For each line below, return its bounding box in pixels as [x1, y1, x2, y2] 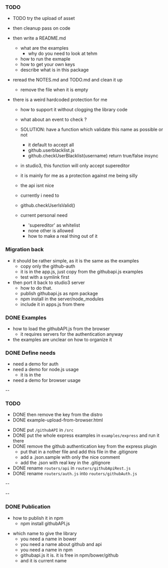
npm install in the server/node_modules [20, 296, 104, 302]
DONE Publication [5, 503, 51, 511]
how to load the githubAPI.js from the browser [12, 326, 110, 332]
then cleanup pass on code [12, 25, 71, 31]
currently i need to [20, 192, 59, 198]
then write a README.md [12, 35, 66, 42]
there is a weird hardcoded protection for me [12, 96, 108, 103]
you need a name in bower [20, 536, 77, 542]
